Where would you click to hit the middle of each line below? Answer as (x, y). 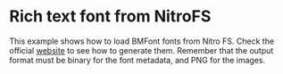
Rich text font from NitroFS (110, 16)
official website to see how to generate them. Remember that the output (141, 50)
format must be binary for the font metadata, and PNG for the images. (137, 60)
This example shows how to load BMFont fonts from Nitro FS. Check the (142, 41)
